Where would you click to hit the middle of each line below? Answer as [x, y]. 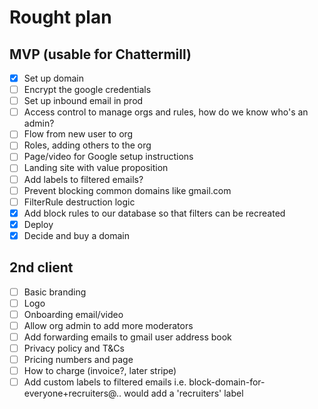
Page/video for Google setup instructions [108, 157]
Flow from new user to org [78, 134]
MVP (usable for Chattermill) [100, 54]
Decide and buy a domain [76, 235]
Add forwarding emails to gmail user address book [127, 337]
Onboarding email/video [73, 314]
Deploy [38, 224]
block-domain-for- [227, 382]
